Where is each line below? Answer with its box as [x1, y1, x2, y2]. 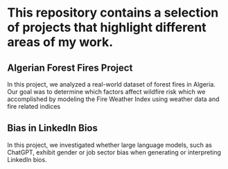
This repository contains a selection [7, 5, 219, 21]
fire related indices [7, 103, 61, 110]
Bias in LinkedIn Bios [7, 123, 98, 134]
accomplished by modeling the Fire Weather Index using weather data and [7, 95, 220, 103]
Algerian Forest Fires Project [7, 62, 133, 73]
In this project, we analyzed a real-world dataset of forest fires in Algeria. [7, 80, 216, 88]
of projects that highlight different [7, 19, 207, 35]
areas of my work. [7, 35, 114, 50]
